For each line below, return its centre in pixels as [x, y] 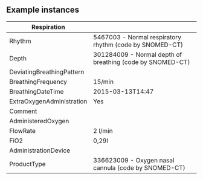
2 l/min [103, 130]
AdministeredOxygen [39, 121]
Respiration [48, 27]
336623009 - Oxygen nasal [134, 160]
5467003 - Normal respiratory [137, 37]
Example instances [43, 10]
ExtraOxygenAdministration [48, 101]
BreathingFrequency [38, 82]
